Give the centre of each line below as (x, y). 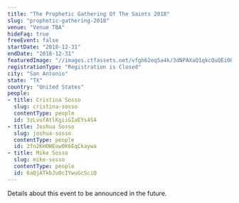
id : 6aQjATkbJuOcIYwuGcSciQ (55, 173)
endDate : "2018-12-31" (41, 54)
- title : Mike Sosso (38, 153)
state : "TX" (25, 80)
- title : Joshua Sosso (41, 126)
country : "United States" (46, 87)
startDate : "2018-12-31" (44, 47)
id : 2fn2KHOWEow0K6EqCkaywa (55, 147)
